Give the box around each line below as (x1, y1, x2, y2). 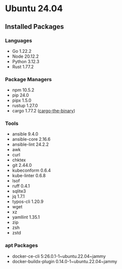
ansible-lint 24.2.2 (12, 141, 49, 147)
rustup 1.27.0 (12, 103, 38, 109)
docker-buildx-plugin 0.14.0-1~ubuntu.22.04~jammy (12, 258, 117, 264)
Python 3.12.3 (12, 58, 40, 64)
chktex (12, 157, 26, 163)
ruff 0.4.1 (12, 183, 30, 189)
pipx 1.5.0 (12, 97, 32, 103)
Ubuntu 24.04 (5, 3, 63, 14)
